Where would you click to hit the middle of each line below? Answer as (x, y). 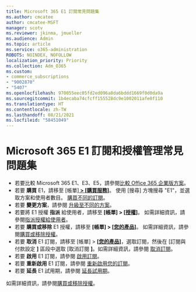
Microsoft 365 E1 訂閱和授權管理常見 (95, 151)
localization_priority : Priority (47, 60)
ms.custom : (19, 71)
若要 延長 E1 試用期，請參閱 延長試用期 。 (63, 271)
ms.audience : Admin (30, 39)
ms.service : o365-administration (47, 50)
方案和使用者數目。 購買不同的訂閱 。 (64, 198)
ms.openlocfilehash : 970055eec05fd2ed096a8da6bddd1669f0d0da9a (85, 93)
